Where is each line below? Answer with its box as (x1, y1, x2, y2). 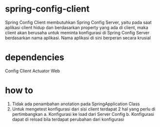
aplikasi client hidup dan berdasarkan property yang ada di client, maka (5, 24, 148, 30)
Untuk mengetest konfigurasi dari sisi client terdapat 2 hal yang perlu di (12, 106, 156, 112)
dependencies (5, 52, 65, 63)
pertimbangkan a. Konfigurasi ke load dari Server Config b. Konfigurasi (12, 111, 155, 117)
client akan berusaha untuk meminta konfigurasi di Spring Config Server (5, 30, 150, 35)
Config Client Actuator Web (5, 68, 60, 74)
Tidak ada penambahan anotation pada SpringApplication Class (12, 101, 140, 107)
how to (5, 85, 33, 96)
